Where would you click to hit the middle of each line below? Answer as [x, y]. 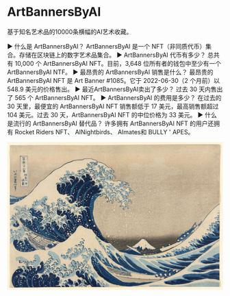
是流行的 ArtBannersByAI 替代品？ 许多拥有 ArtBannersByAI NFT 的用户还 [111, 123]
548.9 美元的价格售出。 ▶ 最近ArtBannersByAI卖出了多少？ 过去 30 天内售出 [115, 89]
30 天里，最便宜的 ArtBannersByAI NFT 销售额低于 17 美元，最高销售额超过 [113, 106]
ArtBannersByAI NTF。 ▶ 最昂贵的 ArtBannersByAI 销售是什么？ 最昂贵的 [110, 72]
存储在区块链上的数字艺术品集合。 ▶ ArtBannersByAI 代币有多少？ [113, 55]
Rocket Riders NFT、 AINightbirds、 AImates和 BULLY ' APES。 [104, 132]
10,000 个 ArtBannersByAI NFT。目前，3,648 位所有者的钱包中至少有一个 [118, 63]
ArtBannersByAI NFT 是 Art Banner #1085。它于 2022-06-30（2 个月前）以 [114, 80]
